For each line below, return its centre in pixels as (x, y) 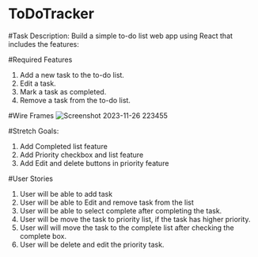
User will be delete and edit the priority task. (92, 244)
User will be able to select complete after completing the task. (121, 210)
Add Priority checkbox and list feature (82, 155)
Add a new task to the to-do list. (72, 75)
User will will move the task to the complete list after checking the (127, 228)
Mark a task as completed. (63, 91)
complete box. (43, 236)
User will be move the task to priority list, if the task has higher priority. (135, 219)
